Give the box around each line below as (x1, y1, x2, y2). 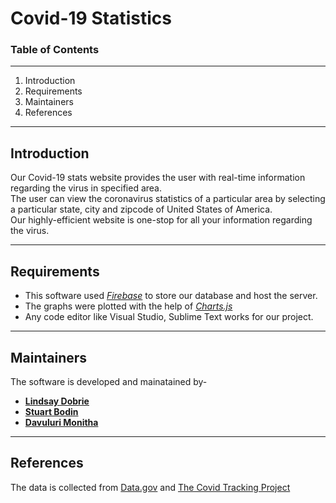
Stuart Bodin (24, 405, 79, 417)
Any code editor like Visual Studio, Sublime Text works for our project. (24, 311, 314, 323)
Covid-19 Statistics (10, 7, 172, 30)
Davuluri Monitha (24, 416, 99, 428)
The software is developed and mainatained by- (10, 375, 208, 387)
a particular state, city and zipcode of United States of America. (10, 203, 273, 216)
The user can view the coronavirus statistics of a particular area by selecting (10, 193, 326, 205)
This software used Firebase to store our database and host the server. (24, 290, 318, 302)
